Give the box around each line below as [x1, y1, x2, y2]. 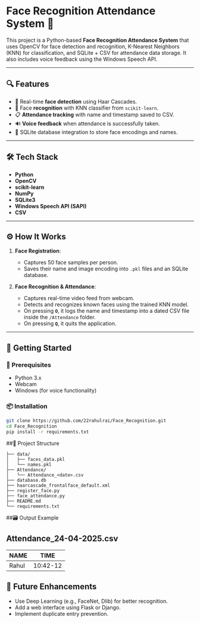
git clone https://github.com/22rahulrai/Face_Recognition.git [6, 418, 167, 424]
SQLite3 [14, 196, 36, 203]
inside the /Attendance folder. [23, 314, 96, 321]
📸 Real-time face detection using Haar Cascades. [14, 98, 137, 105]
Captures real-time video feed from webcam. [23, 295, 135, 302]
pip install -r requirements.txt [6, 429, 89, 435]
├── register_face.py [6, 487, 60, 494]
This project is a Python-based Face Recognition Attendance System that [6, 36, 189, 43]
